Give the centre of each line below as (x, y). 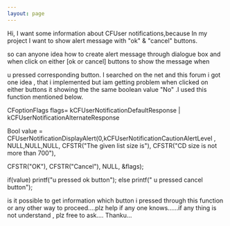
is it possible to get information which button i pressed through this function (115, 200)
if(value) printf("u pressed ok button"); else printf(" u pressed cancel (105, 180)
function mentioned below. (45, 97)
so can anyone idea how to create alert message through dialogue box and (114, 54)
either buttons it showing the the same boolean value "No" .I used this (107, 89)
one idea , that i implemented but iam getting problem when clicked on (108, 82)
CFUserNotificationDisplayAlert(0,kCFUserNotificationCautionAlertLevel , (112, 138)
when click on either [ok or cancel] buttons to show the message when (108, 61)
